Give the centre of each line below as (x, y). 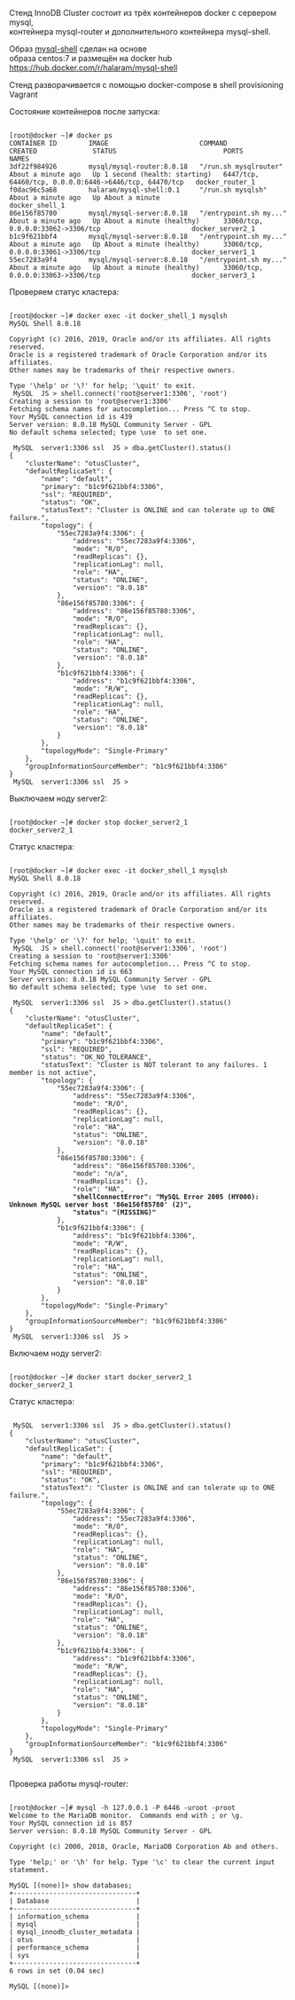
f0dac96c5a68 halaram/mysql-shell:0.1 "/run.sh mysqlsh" (138, 190)
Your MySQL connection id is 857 (71, 1823)
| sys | (75, 1956)
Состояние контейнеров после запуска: (85, 111)
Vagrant (23, 94)
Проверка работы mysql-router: (69, 1784)
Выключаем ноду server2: (58, 798)
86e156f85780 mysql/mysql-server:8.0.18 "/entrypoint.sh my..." (148, 213)
